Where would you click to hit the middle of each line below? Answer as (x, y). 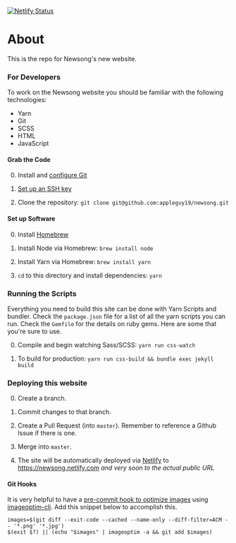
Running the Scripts (42, 294)
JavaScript (33, 144)
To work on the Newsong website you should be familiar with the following (116, 92)
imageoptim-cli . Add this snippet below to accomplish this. (92, 507)
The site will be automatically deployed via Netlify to (93, 461)
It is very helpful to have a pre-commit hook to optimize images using (108, 499)
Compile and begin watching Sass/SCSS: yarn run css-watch (106, 344)
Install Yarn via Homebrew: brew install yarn (84, 261)
